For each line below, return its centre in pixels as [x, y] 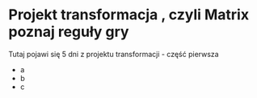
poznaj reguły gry [69, 32]
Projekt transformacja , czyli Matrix [128, 15]
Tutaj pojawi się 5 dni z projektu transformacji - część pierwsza [114, 54]
